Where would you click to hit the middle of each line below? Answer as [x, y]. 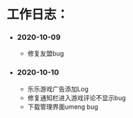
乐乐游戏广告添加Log [58, 89]
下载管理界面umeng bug [63, 107]
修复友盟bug [46, 53]
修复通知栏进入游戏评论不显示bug [77, 97]
